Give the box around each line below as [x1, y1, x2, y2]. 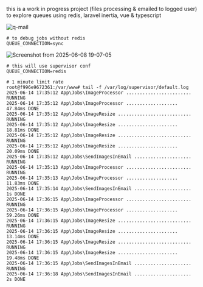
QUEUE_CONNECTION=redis [6, 68, 67, 74]
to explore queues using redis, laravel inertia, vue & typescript [6, 12, 162, 19]
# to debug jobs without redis [6, 35, 86, 41]
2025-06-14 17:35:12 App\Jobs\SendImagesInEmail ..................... [6, 154, 191, 160]
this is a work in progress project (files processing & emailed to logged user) [6, 5, 198, 12]
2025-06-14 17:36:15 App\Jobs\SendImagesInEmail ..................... [6, 260, 191, 266]
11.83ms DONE [6, 180, 40, 186]
